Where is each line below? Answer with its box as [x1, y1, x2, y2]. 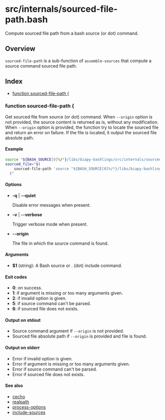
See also [5, 382, 23, 388]
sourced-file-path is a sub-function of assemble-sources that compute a [5, 58, 152, 64]
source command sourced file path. [5, 63, 78, 69]
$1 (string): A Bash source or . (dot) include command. [12, 263, 122, 268]
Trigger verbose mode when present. [12, 221, 88, 227]
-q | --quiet [12, 192, 36, 198]
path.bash [5, 14, 48, 25]
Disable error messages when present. [12, 202, 91, 208]
